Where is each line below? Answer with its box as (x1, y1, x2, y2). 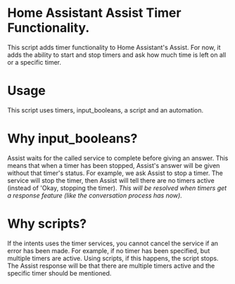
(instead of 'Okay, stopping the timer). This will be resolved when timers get (7, 183, 227, 192)
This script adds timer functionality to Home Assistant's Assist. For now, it (7, 43, 221, 51)
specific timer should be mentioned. (7, 269, 112, 277)
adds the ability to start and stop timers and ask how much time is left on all (7, 51, 227, 59)
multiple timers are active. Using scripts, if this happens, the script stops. (7, 254, 219, 262)
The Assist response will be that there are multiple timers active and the (7, 262, 215, 270)
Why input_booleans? (7, 131, 138, 147)
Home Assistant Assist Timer (7, 5, 182, 21)
